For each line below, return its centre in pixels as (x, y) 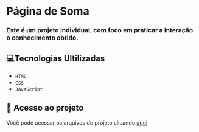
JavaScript (29, 89)
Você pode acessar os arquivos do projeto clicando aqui (77, 122)
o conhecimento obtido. (42, 38)
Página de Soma (48, 11)
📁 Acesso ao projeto (45, 108)
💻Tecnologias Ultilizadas (56, 58)
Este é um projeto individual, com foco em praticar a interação (100, 30)
